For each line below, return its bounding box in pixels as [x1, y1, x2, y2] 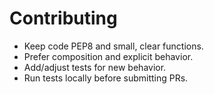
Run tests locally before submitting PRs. [23, 72, 189, 84]
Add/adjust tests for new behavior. [23, 61, 167, 73]
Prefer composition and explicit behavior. [23, 50, 194, 62]
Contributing [9, 7, 118, 30]
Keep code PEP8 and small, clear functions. [23, 40, 204, 52]
